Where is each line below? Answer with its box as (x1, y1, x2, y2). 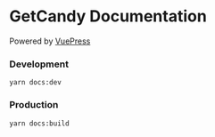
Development (9, 58, 70, 70)
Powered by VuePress (9, 36, 91, 46)
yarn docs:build (9, 118, 70, 128)
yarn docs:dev (9, 78, 62, 87)
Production (9, 99, 59, 111)
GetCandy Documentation (9, 6, 207, 27)
